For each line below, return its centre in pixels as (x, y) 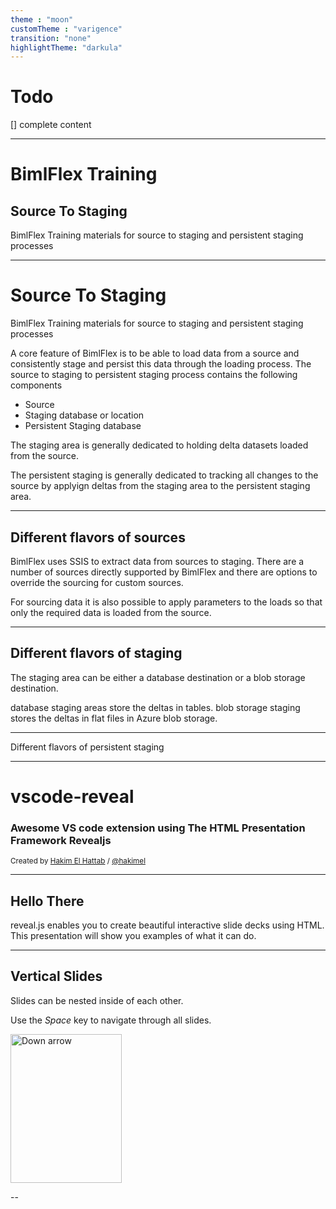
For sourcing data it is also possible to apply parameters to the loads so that (166, 602)
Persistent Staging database (83, 426)
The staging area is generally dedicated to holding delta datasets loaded (159, 445)
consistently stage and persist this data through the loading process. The (161, 364)
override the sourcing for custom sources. (97, 582)
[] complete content (51, 125)
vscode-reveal (72, 796)
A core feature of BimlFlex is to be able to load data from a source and (155, 353)
